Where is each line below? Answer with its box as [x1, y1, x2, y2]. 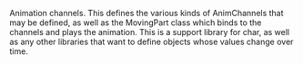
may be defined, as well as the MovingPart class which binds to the [9, 17, 262, 28]
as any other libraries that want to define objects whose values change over [9, 36, 294, 47]
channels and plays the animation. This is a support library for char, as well [9, 27, 289, 37]
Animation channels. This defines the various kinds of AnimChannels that [9, 8, 284, 18]
